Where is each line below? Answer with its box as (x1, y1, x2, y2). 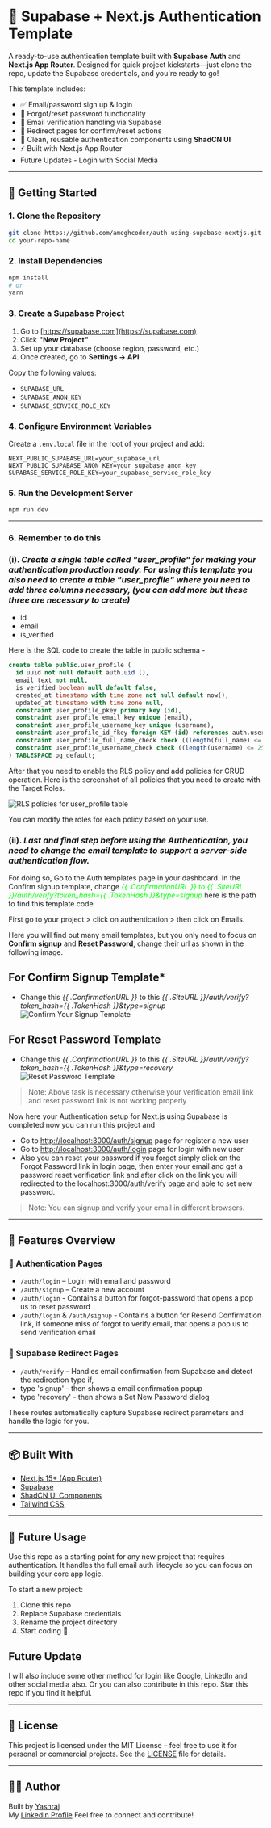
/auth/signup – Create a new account (19, 1284, 145, 1295)
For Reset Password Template (8, 1033, 161, 1047)
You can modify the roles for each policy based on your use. (8, 814, 209, 824)
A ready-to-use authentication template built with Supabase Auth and (8, 51, 241, 61)
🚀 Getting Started (8, 186, 98, 200)
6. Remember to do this (8, 532, 102, 544)
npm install (8, 274, 48, 282)
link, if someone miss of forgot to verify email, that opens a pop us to (19, 1319, 249, 1329)
